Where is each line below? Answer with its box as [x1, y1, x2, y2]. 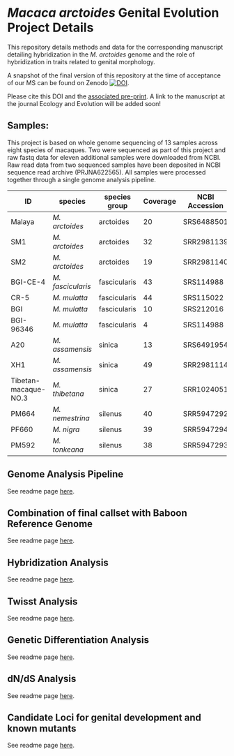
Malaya [10, 216, 35, 226]
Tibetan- [10, 376, 40, 385]
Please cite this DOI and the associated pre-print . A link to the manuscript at [7, 92, 225, 101]
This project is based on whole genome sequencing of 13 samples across [7, 138, 218, 147]
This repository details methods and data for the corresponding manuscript [7, 43, 224, 51]
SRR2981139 [182, 237, 228, 246]
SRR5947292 [182, 408, 228, 418]
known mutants [7, 722, 77, 734]
